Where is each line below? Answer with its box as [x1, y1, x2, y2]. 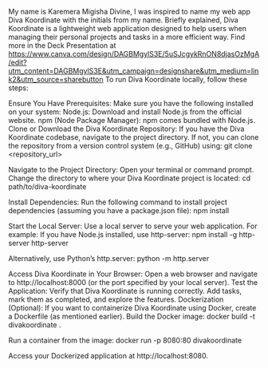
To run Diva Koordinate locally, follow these [104, 75, 247, 84]
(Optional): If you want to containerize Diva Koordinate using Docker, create [8, 303, 257, 312]
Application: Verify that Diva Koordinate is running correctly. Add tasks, [8, 287, 242, 295]
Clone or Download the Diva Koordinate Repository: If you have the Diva [8, 124, 245, 133]
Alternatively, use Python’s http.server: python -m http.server [8, 254, 210, 263]
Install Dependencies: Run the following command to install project [8, 197, 227, 207]
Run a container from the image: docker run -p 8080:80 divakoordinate [8, 335, 242, 345]
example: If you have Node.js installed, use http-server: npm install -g [8, 230, 238, 239]
